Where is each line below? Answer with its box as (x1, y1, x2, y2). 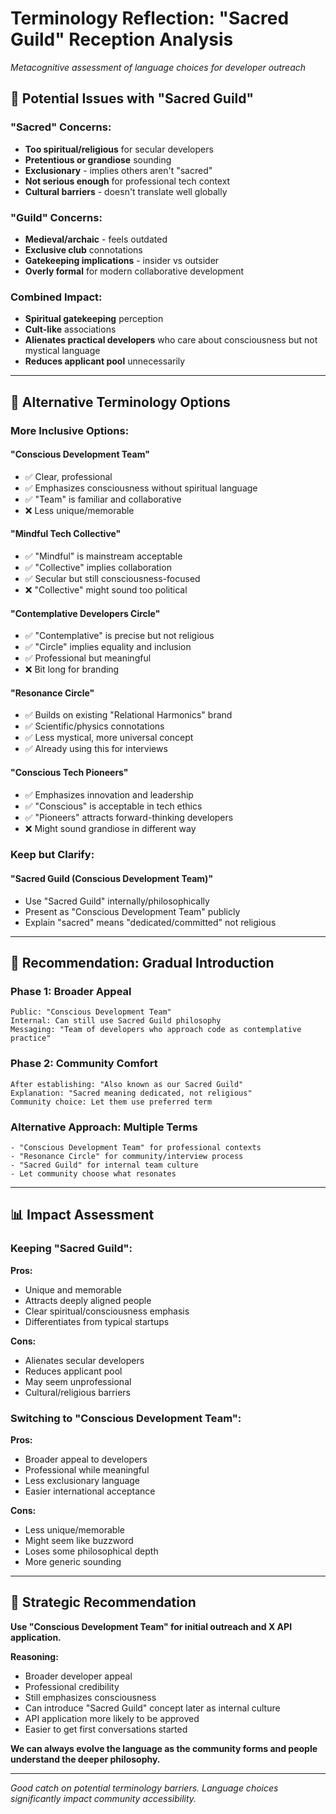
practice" (10, 1033, 52, 1044)
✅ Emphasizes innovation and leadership (24, 788, 194, 801)
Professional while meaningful (24, 1463, 150, 1476)
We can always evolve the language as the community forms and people (10, 1742, 318, 1754)
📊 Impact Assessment (10, 1207, 155, 1224)
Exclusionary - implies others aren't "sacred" (24, 164, 213, 176)
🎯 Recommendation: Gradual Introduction (10, 955, 275, 972)
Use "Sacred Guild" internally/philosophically (24, 895, 210, 907)
